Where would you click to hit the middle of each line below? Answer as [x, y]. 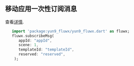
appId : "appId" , [35, 40]
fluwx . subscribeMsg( [33, 36]
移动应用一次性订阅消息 [41, 9]
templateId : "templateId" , [46, 50]
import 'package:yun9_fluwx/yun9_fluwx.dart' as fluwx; [71, 31]
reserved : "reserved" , [42, 54]
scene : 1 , [28, 45]
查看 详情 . [15, 22]
